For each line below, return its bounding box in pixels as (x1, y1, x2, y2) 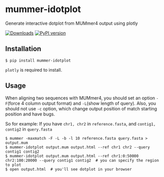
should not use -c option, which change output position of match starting (5, 105, 157, 111)
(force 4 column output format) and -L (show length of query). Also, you (7, 100, 156, 106)
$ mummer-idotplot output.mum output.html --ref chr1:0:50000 (5, 153, 139, 158)
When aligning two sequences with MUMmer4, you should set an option (5, 95, 155, 101)
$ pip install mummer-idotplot (5, 58, 71, 63)
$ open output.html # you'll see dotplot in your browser (5, 166, 132, 172)
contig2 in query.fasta (5, 126, 52, 132)
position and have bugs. (5, 111, 56, 117)
